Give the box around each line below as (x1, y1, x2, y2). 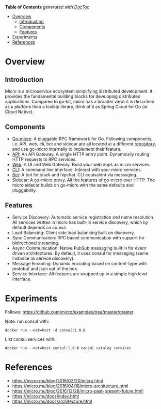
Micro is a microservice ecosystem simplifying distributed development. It (5, 88, 153, 94)
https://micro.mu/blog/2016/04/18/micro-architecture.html (12, 383, 129, 389)
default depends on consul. (12, 224, 67, 230)
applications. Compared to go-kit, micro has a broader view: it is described (5, 99, 155, 104)
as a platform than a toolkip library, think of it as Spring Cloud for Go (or (5, 104, 148, 110)
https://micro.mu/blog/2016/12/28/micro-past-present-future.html (12, 388, 144, 394)
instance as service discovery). (12, 255, 75, 261)
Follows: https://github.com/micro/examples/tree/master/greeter (5, 309, 134, 315)
